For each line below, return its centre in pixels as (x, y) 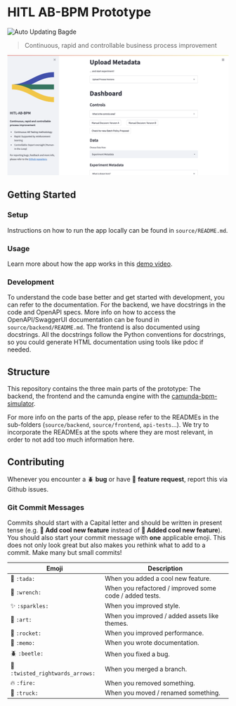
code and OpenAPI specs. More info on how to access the (92, 312)
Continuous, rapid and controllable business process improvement (120, 45)
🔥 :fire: (23, 683)
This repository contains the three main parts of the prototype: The (104, 389)
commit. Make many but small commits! (65, 553)
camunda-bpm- (195, 396)
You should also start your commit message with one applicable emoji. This (117, 538)
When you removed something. (150, 683)
